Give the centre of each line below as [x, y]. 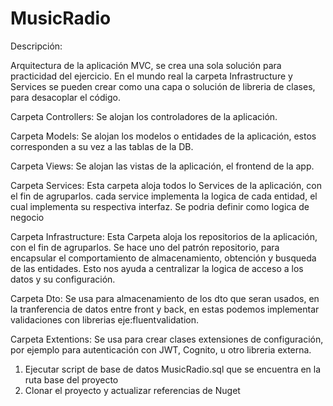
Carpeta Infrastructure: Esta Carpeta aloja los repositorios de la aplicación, [164, 236]
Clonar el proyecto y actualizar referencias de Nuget [132, 390]
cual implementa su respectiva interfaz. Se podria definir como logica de [160, 206]
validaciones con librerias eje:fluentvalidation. [104, 319]
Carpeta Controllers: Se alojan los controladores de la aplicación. [144, 116]
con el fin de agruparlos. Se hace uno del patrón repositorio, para [145, 247]
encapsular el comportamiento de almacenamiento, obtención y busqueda [163, 258]
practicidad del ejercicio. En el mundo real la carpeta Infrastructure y [151, 76]
